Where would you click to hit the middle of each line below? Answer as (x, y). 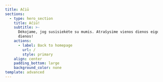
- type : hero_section (31, 18)
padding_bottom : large (37, 63)
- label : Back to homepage (45, 45)
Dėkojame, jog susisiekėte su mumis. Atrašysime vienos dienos (83, 32)
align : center (28, 59)
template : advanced (25, 72)
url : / (29, 50)
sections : (15, 14)
